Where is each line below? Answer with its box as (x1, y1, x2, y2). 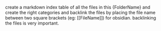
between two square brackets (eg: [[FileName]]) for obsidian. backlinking (5, 15, 156, 20)
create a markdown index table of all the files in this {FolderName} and (5, 4, 150, 10)
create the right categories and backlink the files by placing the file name (5, 9, 156, 15)
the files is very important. (5, 20, 59, 26)
